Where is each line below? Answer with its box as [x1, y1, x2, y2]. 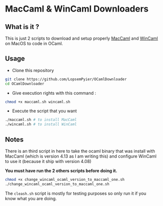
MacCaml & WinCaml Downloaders [5, 3, 149, 15]
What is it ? [5, 23, 40, 31]
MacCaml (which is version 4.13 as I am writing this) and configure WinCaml [5, 153, 157, 159]
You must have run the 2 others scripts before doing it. [5, 168, 117, 174]
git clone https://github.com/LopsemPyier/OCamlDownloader [5, 76, 127, 82]
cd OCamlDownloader [5, 81, 45, 86]
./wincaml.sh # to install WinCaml [5, 122, 77, 127]
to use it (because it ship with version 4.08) [5, 159, 92, 164]
